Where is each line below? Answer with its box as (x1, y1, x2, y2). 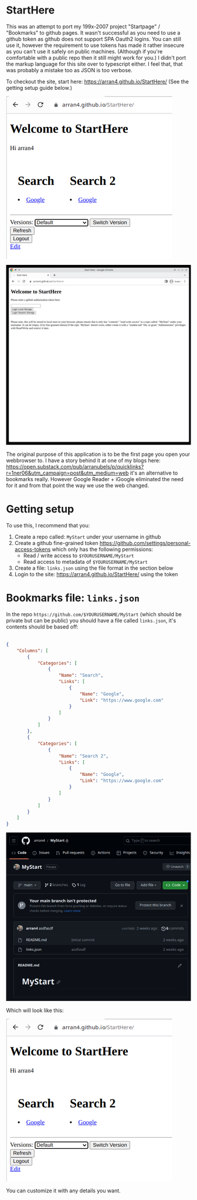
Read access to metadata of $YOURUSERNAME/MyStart (23, 559, 148, 566)
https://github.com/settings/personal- (99, 540, 191, 547)
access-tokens (14, 546, 51, 553)
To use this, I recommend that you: (6, 522, 90, 529)
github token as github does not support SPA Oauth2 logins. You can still (6, 35, 182, 42)
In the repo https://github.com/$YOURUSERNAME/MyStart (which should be (6, 611, 182, 618)
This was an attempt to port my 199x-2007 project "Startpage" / (6, 23, 160, 30)
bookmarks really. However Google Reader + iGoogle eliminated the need (6, 476, 184, 483)
